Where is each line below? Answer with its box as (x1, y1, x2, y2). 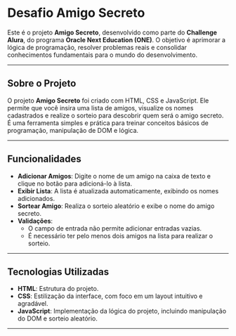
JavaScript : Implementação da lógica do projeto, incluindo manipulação (17, 307, 227, 316)
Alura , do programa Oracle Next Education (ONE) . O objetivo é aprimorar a (7, 35, 226, 44)
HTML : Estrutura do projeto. (17, 285, 99, 293)
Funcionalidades (7, 153, 82, 165)
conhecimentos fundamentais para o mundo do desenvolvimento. (7, 51, 198, 59)
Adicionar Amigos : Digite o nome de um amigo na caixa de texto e (17, 172, 211, 180)
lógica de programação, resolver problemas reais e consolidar (7, 43, 188, 51)
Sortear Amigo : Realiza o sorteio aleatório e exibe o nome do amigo (17, 202, 215, 210)
